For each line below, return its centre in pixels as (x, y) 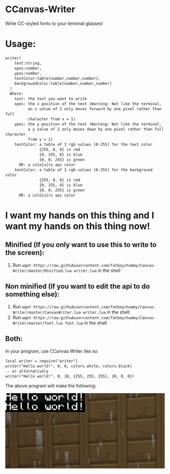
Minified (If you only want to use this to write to (81, 245)
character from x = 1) (52, 119)
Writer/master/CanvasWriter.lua (47, 312)
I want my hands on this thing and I (80, 216)
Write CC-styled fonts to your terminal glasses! (54, 23)
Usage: (21, 44)
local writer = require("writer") (42, 361)
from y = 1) (40, 139)
